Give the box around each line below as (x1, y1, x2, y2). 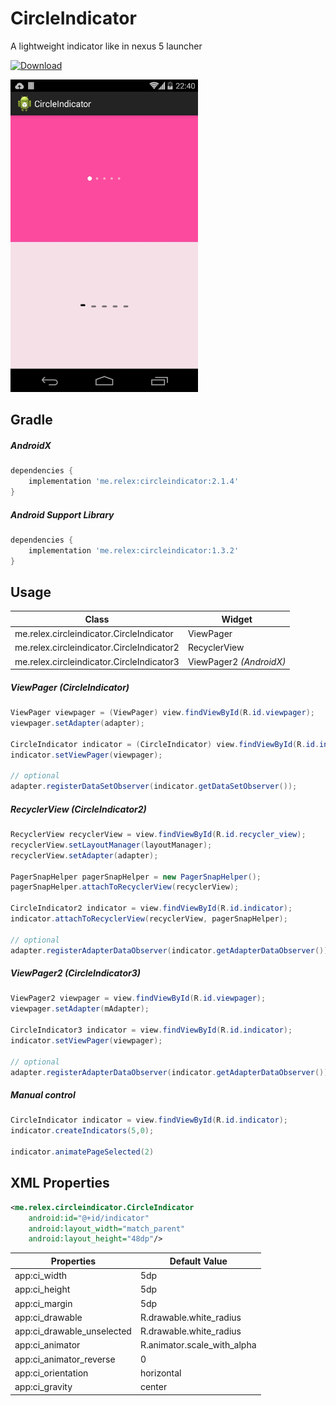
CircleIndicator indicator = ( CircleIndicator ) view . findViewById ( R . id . (10, 739, 320, 749)
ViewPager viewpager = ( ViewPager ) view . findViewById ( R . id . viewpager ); (10, 708, 315, 718)
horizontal (139, 1367, 182, 1379)
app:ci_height (14, 1283, 71, 1296)
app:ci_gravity (14, 1381, 73, 1393)
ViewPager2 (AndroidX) (187, 655, 287, 667)
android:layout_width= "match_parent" (28, 1223, 186, 1234)
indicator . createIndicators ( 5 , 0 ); (10, 1126, 155, 1136)
